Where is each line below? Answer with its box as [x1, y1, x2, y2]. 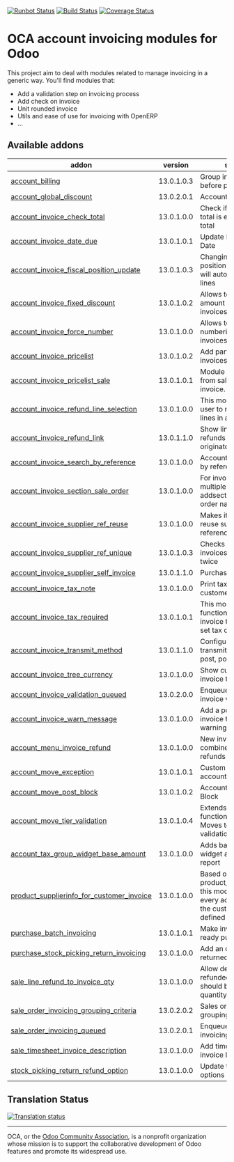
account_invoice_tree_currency [10, 669, 114, 679]
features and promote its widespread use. [7, 1147, 127, 1155]
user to [199, 404, 224, 414]
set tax [199, 625, 223, 635]
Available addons [7, 139, 84, 151]
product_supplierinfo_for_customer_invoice [10, 890, 152, 900]
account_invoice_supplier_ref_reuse [10, 519, 129, 528]
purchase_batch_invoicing [10, 928, 97, 938]
